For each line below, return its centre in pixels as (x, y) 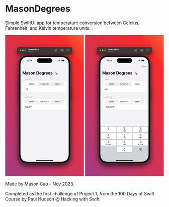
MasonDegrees (38, 9)
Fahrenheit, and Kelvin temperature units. (48, 28)
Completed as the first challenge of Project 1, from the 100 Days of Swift (80, 193)
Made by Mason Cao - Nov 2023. (40, 184)
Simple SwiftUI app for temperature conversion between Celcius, (72, 23)
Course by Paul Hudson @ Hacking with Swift (52, 199)
